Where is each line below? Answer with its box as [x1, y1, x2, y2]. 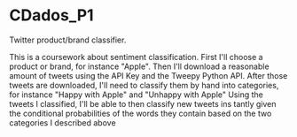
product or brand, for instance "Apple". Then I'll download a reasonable [9, 61, 270, 72]
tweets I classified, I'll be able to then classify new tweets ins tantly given [9, 98, 277, 109]
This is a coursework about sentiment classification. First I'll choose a [9, 51, 263, 62]
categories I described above [9, 117, 117, 128]
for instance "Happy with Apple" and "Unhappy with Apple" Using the [9, 89, 263, 100]
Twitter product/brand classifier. [9, 34, 127, 45]
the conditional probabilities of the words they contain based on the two [9, 108, 272, 118]
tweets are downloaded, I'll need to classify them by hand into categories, [9, 80, 279, 90]
